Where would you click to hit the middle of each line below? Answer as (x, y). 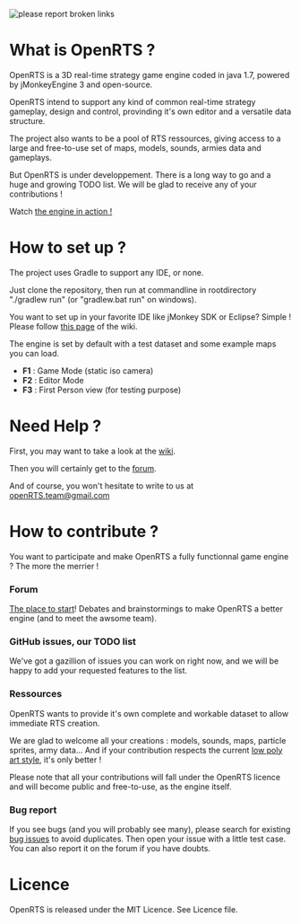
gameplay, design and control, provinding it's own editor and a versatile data (150, 111)
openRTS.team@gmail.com (60, 495)
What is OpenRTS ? (82, 50)
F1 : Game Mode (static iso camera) (88, 370)
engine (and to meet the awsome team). (83, 619)
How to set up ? (68, 248)
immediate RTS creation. (55, 723)
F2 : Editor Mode (53, 380)
